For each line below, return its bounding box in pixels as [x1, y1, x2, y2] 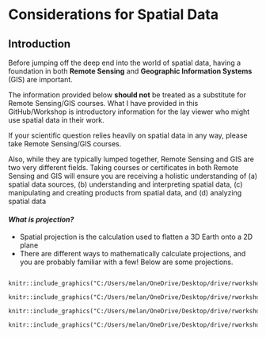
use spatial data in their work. [8, 115, 104, 124]
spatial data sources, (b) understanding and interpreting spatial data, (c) [8, 180, 243, 189]
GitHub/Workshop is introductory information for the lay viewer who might [8, 107, 250, 116]
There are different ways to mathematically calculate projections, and [19, 249, 246, 259]
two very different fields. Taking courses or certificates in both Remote [8, 163, 239, 172]
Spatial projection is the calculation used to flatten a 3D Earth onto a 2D [19, 232, 253, 242]
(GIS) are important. [8, 75, 73, 84]
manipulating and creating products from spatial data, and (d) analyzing [8, 188, 242, 197]
